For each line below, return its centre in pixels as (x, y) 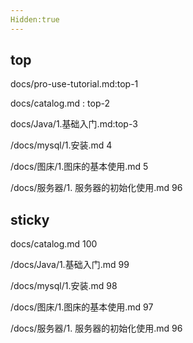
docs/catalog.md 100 (54, 244)
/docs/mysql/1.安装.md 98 (64, 286)
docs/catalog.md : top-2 (60, 103)
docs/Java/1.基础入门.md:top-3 (74, 124)
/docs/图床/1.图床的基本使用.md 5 (79, 167)
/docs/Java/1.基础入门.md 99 (70, 265)
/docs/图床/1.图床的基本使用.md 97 (82, 307)
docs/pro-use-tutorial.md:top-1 (74, 84)
